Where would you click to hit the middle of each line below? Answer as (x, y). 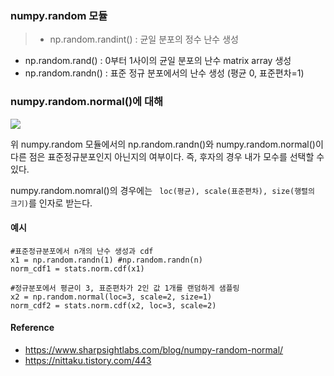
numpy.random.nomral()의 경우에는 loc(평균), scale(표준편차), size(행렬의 (162, 190)
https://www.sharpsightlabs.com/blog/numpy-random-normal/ (154, 350)
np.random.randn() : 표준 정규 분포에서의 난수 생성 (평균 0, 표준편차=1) (164, 73)
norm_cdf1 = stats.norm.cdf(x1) (77, 268)
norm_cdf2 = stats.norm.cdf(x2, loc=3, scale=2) (113, 305)
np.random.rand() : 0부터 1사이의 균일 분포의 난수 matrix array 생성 (158, 61)
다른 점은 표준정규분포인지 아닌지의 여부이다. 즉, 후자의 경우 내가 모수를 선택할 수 (167, 156)
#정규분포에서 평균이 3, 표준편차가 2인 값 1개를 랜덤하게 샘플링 (125, 288)
